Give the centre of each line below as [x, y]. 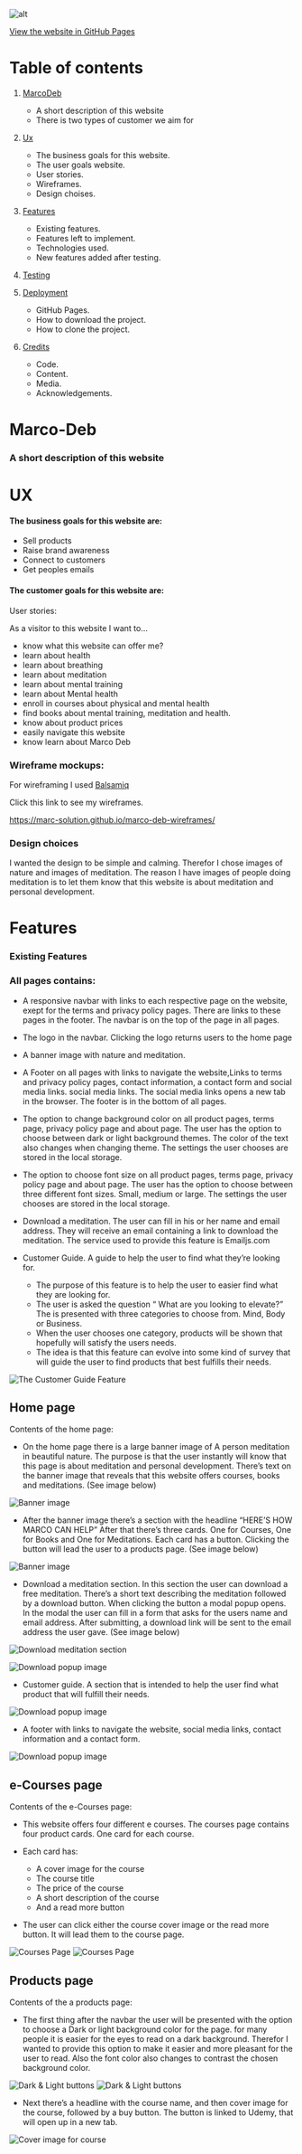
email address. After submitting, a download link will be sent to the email [156, 1622]
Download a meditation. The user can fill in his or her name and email [151, 1221]
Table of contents [77, 68]
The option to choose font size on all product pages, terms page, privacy [158, 1175]
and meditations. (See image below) [89, 1485]
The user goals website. [81, 165]
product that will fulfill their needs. [86, 1695]
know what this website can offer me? [93, 646]
